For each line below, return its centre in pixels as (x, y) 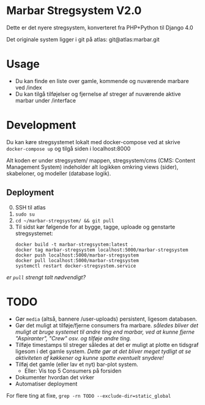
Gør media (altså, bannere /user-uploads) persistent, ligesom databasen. (106, 319)
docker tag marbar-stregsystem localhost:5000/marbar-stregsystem (102, 250)
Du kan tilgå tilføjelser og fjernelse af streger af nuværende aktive (98, 94)
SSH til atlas (30, 207)
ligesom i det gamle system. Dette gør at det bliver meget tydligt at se (103, 351)
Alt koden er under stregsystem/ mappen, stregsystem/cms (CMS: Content (101, 160)
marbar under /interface (46, 100)
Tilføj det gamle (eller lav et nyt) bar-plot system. (77, 364)
